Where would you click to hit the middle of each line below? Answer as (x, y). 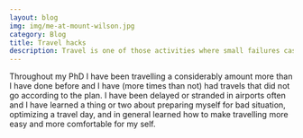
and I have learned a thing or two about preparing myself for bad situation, (147, 105)
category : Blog (38, 34)
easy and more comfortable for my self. (83, 124)
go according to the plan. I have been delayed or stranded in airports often (148, 96)
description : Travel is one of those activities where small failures (145, 51)
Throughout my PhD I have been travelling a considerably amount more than (151, 76)
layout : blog (34, 17)
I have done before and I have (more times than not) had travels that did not (150, 86)
